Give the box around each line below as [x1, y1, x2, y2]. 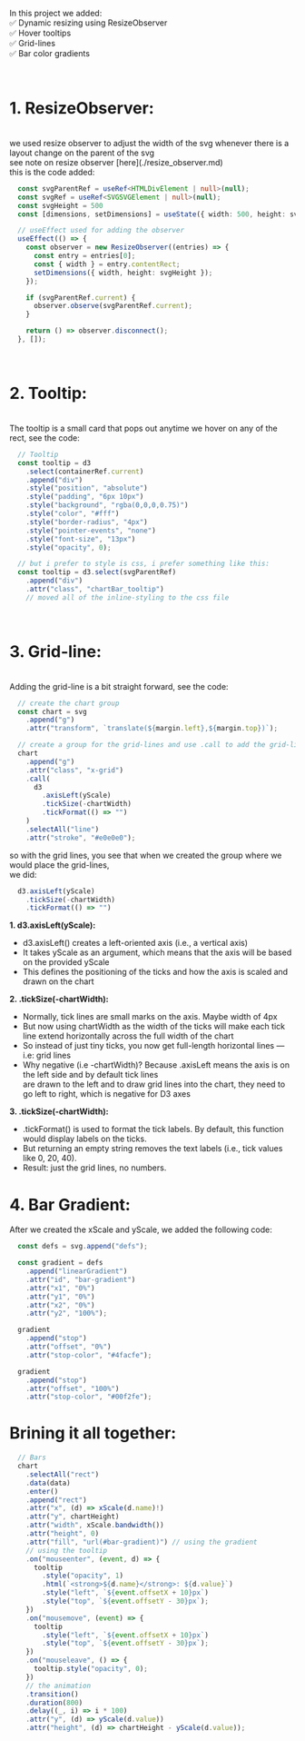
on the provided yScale [22, 957, 110, 968]
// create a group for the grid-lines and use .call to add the [17, 741, 266, 750]
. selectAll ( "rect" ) [25, 1469, 100, 1479]
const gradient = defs [17, 1258, 103, 1268]
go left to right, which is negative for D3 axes [22, 1089, 191, 1099]
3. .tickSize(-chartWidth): [9, 1106, 109, 1117]
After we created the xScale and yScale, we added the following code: [9, 1224, 272, 1235]
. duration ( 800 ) [25, 1698, 84, 1707]
